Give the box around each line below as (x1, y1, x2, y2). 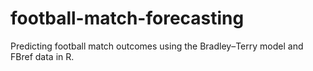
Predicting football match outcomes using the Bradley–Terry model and (10, 40, 304, 52)
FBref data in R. (10, 50, 75, 62)
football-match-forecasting (10, 7, 245, 30)
